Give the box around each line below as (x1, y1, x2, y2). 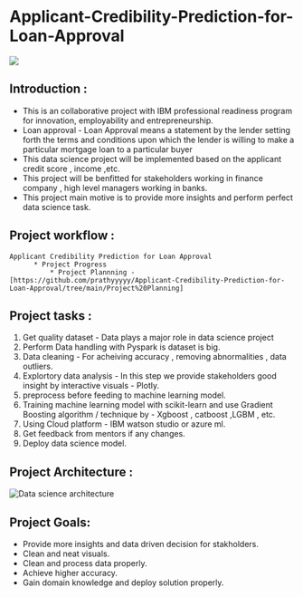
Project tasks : (9, 308, 92, 323)
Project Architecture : (9, 464, 134, 479)
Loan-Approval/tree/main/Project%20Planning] (9, 284, 184, 293)
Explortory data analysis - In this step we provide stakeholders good (22, 371, 278, 381)
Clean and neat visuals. (22, 548, 110, 559)
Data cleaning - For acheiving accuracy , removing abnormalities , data (22, 351, 287, 362)
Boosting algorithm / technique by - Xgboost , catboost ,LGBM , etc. (22, 409, 276, 420)
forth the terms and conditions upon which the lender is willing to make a (22, 134, 295, 145)
